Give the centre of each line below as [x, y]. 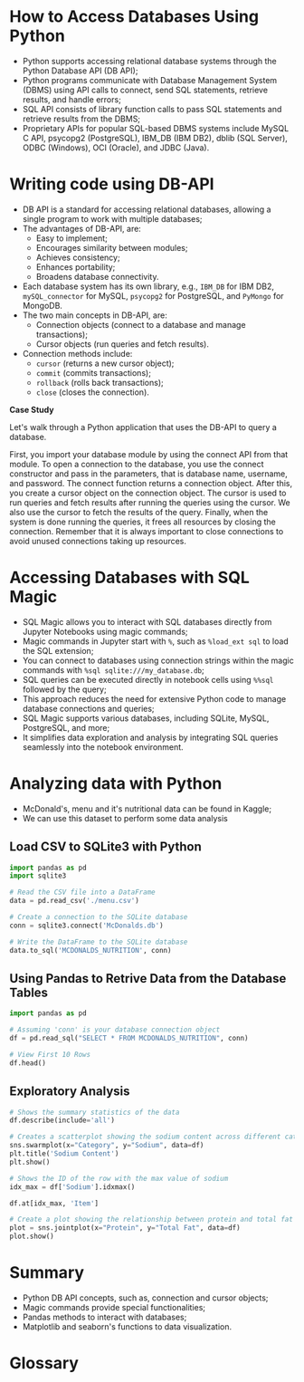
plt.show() [30, 1162]
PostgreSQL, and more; [66, 727]
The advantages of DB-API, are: [82, 228]
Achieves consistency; [78, 257]
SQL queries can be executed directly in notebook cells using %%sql [148, 679]
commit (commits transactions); [94, 372]
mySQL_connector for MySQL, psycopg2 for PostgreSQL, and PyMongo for [153, 295]
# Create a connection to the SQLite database [99, 917]
